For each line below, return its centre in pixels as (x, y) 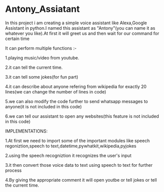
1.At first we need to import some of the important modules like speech (78, 141)
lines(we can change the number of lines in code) (56, 92)
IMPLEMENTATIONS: (27, 131)
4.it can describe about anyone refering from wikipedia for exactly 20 (76, 86)
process (13, 170)
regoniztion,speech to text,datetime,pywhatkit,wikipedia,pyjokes (71, 146)
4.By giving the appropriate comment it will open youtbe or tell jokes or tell (81, 180)
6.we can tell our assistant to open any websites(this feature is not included (82, 116)
